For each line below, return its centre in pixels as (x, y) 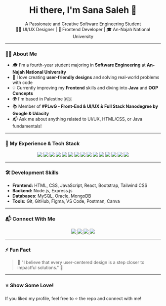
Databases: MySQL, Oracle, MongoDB (52, 196)
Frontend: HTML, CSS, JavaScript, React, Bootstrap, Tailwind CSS (80, 185)
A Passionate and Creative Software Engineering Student (83, 24)
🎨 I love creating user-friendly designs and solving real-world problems (86, 77)
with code (22, 83)
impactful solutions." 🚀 (40, 268)
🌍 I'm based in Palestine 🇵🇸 (42, 99)
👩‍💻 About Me (21, 54)
